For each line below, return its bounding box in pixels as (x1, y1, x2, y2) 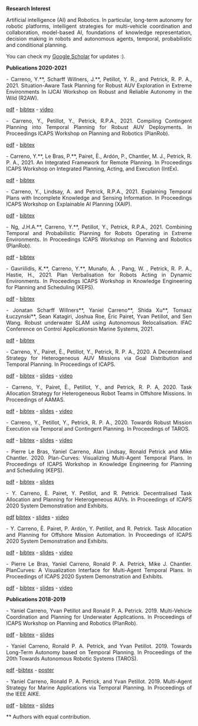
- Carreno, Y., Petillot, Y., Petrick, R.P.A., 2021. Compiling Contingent (6, 117, 192, 124)
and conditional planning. (6, 41, 68, 48)
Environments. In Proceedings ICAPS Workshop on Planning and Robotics (6, 236, 192, 243)
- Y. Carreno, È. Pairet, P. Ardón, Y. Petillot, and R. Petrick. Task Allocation (6, 525, 192, 532)
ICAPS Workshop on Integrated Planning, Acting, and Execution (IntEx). (6, 165, 179, 172)
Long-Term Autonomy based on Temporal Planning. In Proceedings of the (6, 649, 192, 656)
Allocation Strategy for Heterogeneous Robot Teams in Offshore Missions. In (6, 390, 192, 397)
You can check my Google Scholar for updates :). (6, 53, 126, 60)
